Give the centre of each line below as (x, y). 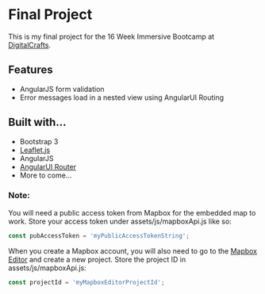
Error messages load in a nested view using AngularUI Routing (122, 97)
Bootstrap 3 (39, 141)
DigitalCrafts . (30, 44)
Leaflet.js (35, 150)
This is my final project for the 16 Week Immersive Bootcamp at (111, 36)
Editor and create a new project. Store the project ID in (97, 259)
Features (31, 70)
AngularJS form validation (62, 89)
